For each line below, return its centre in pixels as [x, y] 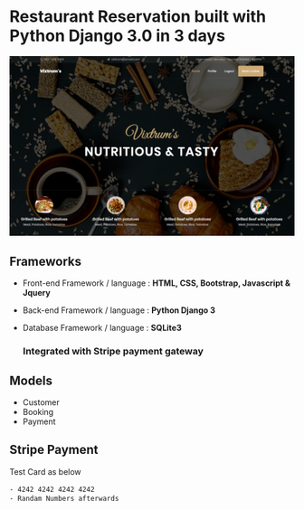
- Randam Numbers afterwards [64, 498]
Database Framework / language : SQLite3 [102, 328]
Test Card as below [45, 471]
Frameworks [46, 261]
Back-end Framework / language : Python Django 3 [119, 310]
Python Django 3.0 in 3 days [118, 36]
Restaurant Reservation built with [138, 17]
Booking [38, 411]
